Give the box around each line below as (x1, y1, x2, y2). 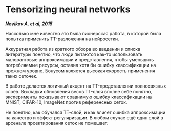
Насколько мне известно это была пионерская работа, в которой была (5, 30, 161, 36)
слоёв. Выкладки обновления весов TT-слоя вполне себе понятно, (5, 88, 153, 94)
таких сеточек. (5, 73, 38, 79)
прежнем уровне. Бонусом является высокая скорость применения (5, 68, 155, 74)
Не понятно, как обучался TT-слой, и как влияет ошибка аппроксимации (5, 109, 165, 115)
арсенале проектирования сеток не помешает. (5, 120, 109, 126)
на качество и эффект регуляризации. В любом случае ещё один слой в (5, 114, 163, 121)
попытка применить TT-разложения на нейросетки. (5, 36, 119, 42)
